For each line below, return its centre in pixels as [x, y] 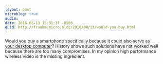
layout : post [18, 9]
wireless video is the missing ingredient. [45, 56]
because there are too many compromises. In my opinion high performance [81, 51]
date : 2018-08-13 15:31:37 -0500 [39, 23]
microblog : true [21, 14]
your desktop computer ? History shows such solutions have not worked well [81, 46]
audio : [12, 18]
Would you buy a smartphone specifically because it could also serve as [78, 41]
